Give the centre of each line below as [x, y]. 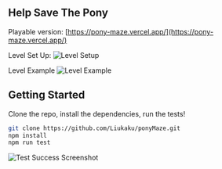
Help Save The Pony [58, 13]
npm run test [29, 143]
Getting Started [47, 95]
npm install [27, 135]
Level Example [32, 70]
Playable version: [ [38, 31]
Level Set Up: [30, 55]
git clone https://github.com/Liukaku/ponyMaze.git [94, 128]
